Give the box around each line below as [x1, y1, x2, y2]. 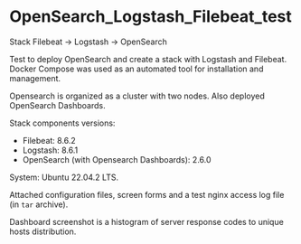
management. [9, 72, 61, 83]
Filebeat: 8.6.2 [22, 135, 77, 145]
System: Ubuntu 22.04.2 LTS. [9, 172, 119, 183]
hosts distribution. [9, 226, 77, 237]
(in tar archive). [9, 199, 69, 210]
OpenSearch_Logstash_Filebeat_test [9, 6, 292, 27]
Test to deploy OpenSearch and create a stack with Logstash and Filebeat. [9, 53, 287, 64]
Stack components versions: [9, 117, 116, 128]
